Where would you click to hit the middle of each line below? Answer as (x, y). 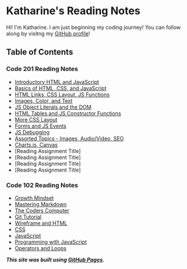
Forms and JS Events (40, 126)
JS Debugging (32, 132)
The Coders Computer (42, 210)
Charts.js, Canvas (36, 145)
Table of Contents (40, 52)
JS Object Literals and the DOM (53, 107)
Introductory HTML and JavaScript (57, 82)
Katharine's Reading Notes (73, 11)
